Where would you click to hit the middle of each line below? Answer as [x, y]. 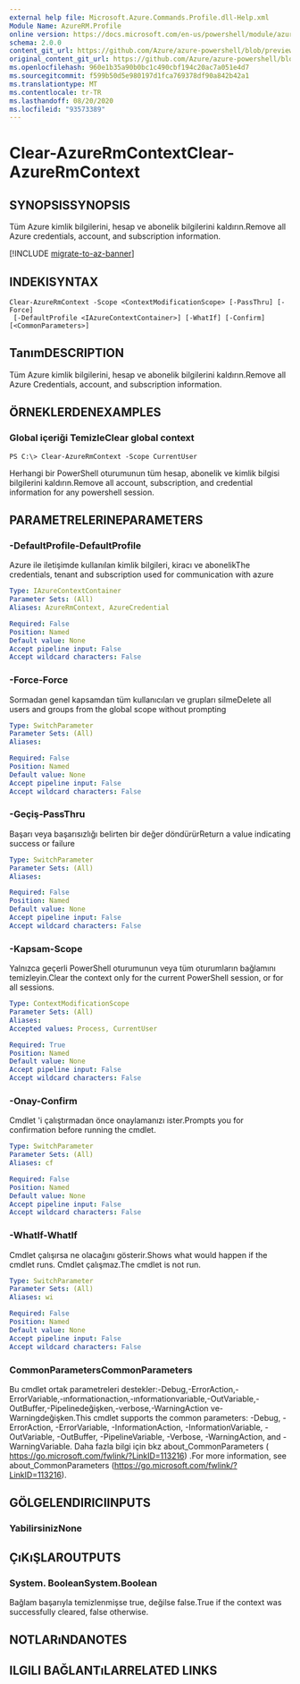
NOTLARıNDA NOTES [68, 1640]
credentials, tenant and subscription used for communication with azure [142, 574]
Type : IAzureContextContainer [66, 591]
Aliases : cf [31, 1163]
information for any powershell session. [82, 492]
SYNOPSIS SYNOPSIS [70, 205]
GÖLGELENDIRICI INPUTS [80, 1503]
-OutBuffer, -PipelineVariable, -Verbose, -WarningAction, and [169, 1436]
